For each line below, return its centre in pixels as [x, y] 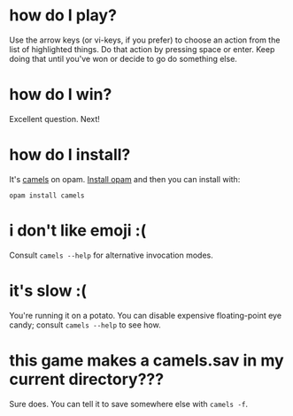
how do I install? [70, 155]
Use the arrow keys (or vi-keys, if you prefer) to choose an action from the [145, 40]
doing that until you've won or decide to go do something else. [123, 58]
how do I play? [63, 15]
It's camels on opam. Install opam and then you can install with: [125, 179]
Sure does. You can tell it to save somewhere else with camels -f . [129, 404]
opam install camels [47, 196]
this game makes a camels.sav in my [147, 360]
